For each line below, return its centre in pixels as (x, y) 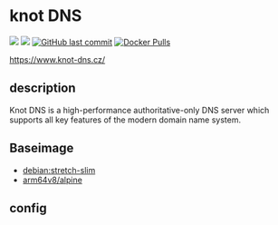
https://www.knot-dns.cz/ (58, 59)
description (43, 88)
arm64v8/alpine (53, 180)
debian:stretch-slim (59, 170)
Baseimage (42, 148)
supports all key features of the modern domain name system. (125, 120)
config (28, 208)
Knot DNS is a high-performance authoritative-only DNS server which (139, 110)
